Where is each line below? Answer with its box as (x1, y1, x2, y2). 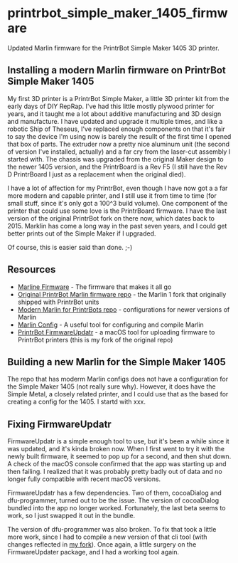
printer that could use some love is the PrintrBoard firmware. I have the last (7, 206, 227, 215)
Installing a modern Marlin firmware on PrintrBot (7, 64, 226, 76)
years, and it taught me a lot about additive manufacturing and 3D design (7, 109, 222, 118)
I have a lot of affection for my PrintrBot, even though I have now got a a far (7, 184, 228, 192)
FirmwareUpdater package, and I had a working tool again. (7, 548, 180, 557)
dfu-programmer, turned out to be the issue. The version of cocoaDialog (7, 496, 220, 505)
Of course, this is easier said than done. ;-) (7, 243, 133, 251)
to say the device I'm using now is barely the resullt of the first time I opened (7, 132, 232, 140)
